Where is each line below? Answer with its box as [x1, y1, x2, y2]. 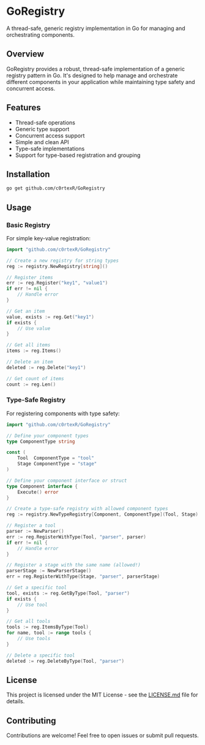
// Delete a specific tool [6, 652, 75, 659]
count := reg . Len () [6, 381, 56, 388]
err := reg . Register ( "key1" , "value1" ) [6, 280, 108, 286]
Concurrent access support [15, 132, 85, 139]
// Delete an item [6, 359, 53, 365]
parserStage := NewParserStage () [6, 568, 92, 574]
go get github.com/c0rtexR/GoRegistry [6, 185, 105, 191]
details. [6, 698, 25, 705]
